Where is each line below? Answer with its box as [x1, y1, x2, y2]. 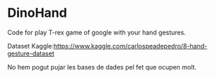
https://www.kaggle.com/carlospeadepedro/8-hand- [53, 41, 207, 50]
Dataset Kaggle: [7, 41, 54, 50]
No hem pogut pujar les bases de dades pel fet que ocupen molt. [7, 63, 197, 71]
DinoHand [7, 5, 67, 21]
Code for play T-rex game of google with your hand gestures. [7, 28, 186, 37]
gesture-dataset [7, 49, 54, 58]
